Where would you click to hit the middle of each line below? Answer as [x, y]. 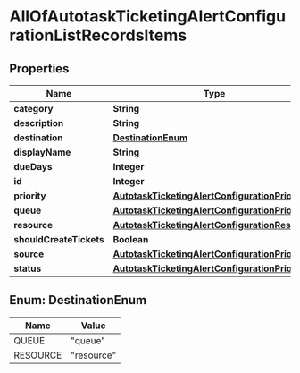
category [33, 109]
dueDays [33, 167]
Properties [39, 68]
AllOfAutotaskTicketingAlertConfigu [148, 17]
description [39, 123]
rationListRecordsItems [98, 35]
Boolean [131, 239]
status [28, 268]
